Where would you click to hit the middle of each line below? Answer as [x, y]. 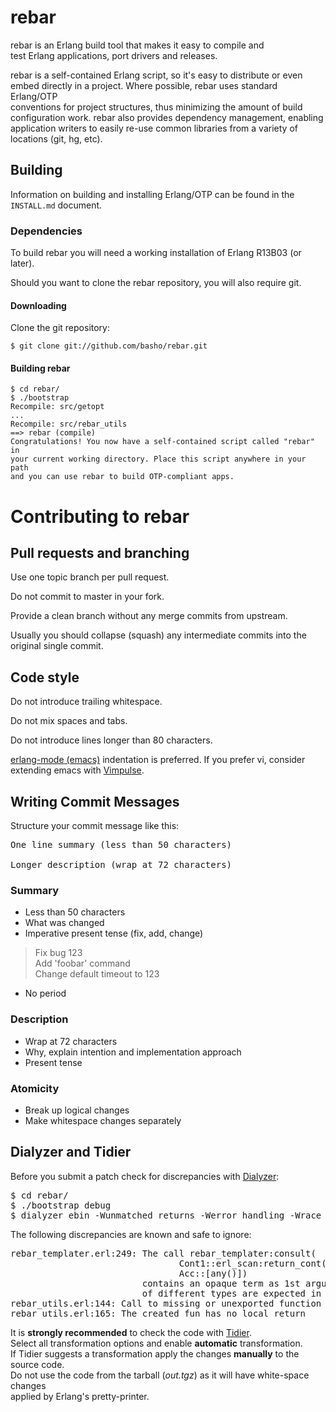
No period [45, 993]
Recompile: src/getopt [57, 407]
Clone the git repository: [60, 328]
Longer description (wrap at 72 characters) [121, 865]
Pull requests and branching [100, 553]
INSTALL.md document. [56, 205]
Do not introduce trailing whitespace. [86, 702]
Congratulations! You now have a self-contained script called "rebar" [162, 442]
